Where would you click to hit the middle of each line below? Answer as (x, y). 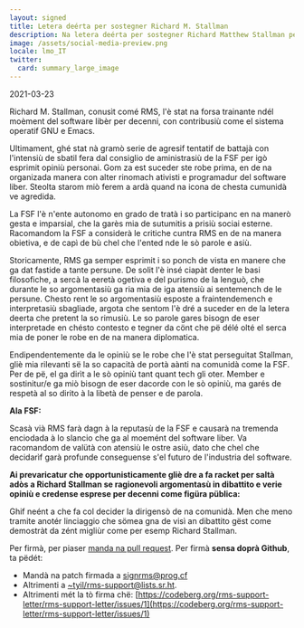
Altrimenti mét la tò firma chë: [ (80, 595)
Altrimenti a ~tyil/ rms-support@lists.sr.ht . (100, 585)
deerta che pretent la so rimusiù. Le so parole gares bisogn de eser (135, 318)
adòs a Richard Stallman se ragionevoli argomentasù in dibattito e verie (146, 484)
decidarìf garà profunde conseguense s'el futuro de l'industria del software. (151, 457)
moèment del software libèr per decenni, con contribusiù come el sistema (147, 121)
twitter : (26, 60)
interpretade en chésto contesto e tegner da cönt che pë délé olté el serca (148, 328)
